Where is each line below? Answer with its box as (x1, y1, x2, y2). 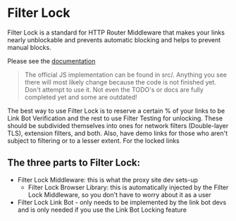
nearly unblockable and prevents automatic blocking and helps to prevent (7, 35, 221, 44)
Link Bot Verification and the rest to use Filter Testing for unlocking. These (7, 114, 223, 122)
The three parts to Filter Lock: (7, 157, 141, 169)
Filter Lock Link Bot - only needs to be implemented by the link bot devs (17, 198, 227, 206)
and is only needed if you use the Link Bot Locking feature (17, 206, 187, 214)
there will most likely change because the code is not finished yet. (24, 77, 217, 86)
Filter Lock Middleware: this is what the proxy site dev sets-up (17, 175, 199, 184)
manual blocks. (7, 43, 51, 51)
